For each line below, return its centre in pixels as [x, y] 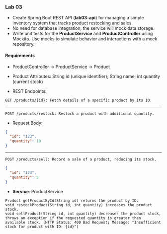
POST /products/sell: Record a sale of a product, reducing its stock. [81, 159]
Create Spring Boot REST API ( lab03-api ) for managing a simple [78, 18]
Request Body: [27, 123]
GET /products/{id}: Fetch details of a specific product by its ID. [79, 100]
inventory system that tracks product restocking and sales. [73, 23]
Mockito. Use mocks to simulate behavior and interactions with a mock [85, 39]
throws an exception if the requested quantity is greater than [73, 218]
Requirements [20, 55]
